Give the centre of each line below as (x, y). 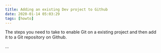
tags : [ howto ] (20, 18)
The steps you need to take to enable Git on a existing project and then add (81, 32)
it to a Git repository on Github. (36, 37)
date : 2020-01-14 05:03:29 (32, 14)
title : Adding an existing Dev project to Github (57, 9)
